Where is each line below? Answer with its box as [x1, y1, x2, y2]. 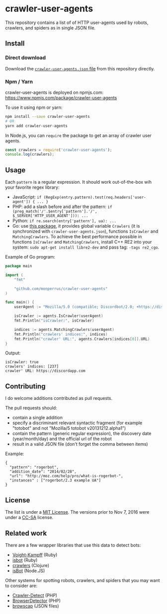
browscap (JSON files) [12, 603, 59, 609]
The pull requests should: [5, 405, 57, 411]
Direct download [5, 54, 46, 61]
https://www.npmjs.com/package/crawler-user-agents [5, 94, 117, 100]
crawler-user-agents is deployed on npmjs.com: [5, 89, 103, 95]
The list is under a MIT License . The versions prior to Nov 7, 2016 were [5, 509, 150, 515]
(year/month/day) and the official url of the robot [12, 436, 112, 442]
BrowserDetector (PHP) [12, 598, 61, 604]
